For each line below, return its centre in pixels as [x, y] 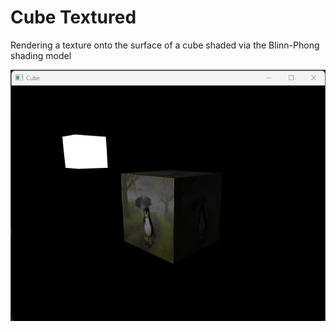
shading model [41, 55]
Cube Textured [73, 17]
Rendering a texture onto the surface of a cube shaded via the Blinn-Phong [165, 45]
